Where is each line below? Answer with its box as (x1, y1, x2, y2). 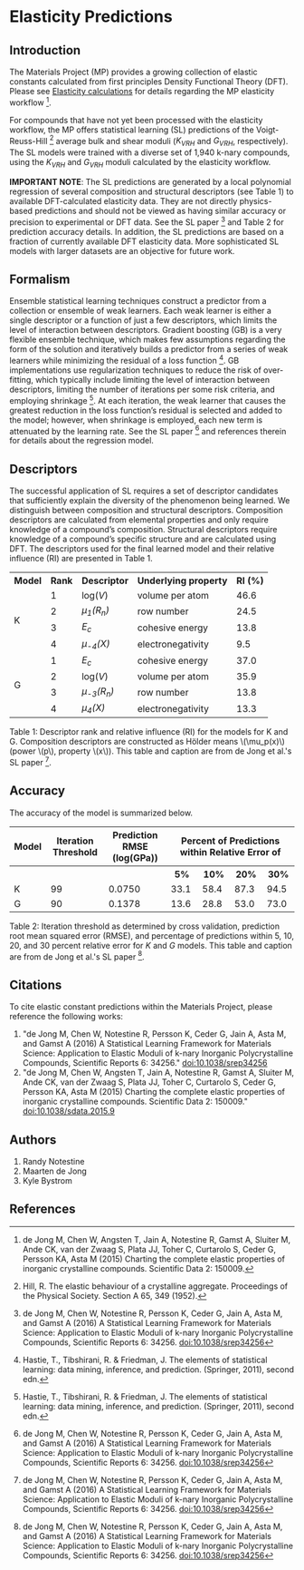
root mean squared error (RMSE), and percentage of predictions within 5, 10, (9, 930, 294, 941)
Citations (9, 977, 62, 992)
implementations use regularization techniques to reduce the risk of (9, 365, 262, 375)
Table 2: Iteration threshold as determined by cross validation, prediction (9, 921, 280, 931)
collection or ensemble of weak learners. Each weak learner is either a (9, 306, 271, 317)
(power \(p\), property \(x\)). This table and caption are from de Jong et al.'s (9, 746, 292, 756)
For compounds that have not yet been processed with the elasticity (9, 114, 263, 125)
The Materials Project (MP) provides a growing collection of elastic (9, 66, 258, 77)
